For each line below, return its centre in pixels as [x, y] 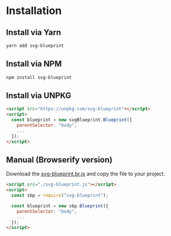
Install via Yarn [34, 32]
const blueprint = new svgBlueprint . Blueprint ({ [72, 120]
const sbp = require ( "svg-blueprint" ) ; [60, 196]
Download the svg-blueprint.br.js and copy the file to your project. [86, 174]
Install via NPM [34, 64]
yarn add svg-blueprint [35, 46]
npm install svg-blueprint [39, 77]
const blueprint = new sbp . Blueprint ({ [60, 206]
